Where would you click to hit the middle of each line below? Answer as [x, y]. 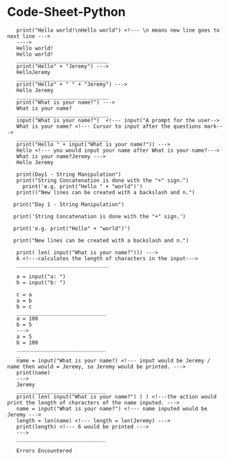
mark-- [214, 126]
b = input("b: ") [41, 282]
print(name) [33, 372]
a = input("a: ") [41, 276]
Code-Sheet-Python [66, 12]
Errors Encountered [44, 450]
